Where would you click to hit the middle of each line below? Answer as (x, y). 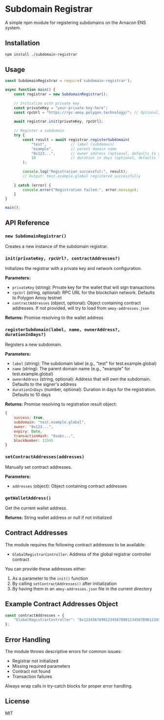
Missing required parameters (41, 666)
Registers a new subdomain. (33, 345)
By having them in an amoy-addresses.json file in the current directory (82, 588)
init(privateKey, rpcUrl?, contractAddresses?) (63, 258)
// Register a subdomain (39, 131)
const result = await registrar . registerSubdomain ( (76, 140)
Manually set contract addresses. (39, 467)
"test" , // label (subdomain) (73, 144)
